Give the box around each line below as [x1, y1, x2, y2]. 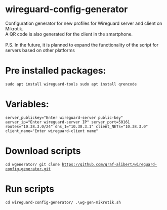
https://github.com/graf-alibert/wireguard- [61, 162, 157, 167]
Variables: [5, 99, 49, 110]
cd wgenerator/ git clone [5, 162, 60, 167]
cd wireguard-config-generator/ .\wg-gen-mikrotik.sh [5, 200, 121, 205]
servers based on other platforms [5, 47, 75, 53]
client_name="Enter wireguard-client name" [5, 128, 99, 134]
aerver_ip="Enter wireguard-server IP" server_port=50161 [5, 119, 130, 124]
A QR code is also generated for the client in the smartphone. [5, 31, 133, 37]
